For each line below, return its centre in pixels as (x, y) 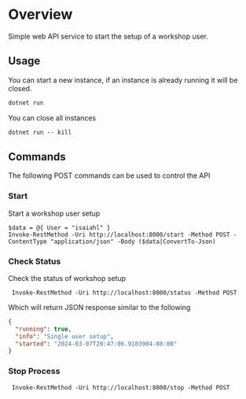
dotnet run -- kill (40, 132)
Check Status (35, 261)
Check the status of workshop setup (67, 278)
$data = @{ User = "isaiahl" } (59, 227)
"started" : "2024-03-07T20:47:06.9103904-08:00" (96, 344)
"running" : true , (44, 329)
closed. (20, 88)
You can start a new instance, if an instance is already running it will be (123, 79)
